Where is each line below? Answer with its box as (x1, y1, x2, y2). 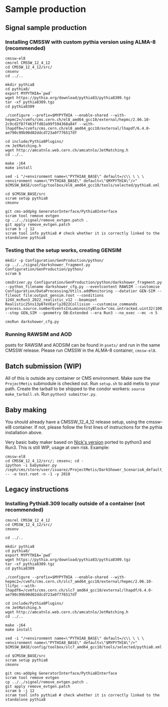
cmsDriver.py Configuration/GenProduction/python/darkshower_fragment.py (5, 280, 162, 285)
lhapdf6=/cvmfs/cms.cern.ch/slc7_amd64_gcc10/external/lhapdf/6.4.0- (5, 588, 153, 593)
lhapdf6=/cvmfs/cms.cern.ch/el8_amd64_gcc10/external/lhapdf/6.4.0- (5, 126, 151, 131)
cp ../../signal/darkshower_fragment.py (5, 262, 91, 268)
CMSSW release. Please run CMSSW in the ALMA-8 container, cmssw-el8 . (5, 347, 157, 353)
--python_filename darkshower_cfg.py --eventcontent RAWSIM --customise (5, 284, 160, 289)
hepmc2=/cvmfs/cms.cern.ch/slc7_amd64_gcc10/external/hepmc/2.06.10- (5, 579, 153, 584)
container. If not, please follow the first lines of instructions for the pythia (12, 424, 162, 430)
